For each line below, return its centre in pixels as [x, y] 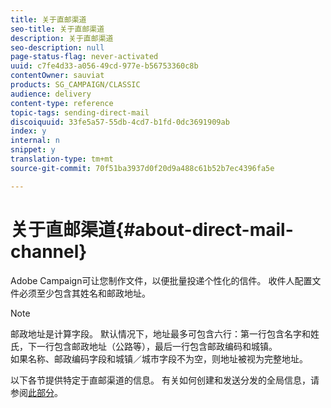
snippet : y [33, 150]
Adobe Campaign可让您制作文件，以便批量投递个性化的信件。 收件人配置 [161, 280]
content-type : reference [62, 103]
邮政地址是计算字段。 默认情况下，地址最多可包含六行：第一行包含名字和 [160, 333]
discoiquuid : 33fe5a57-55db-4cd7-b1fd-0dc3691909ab [120, 122]
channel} [49, 251]
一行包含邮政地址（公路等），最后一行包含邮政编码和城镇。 [157, 346]
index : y [28, 131]
